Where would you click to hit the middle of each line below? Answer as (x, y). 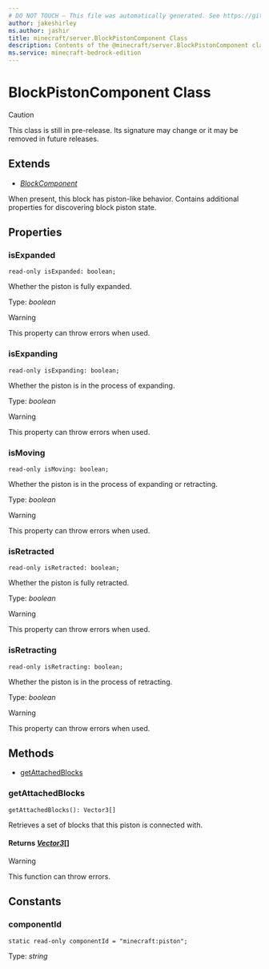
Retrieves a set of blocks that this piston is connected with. (105, 825)
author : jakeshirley (43, 23)
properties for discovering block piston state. (82, 207)
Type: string (28, 956)
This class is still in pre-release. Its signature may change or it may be (123, 130)
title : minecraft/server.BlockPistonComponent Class (98, 38)
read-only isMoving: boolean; (59, 469)
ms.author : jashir (39, 30)
